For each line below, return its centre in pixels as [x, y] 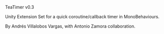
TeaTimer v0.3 [20, 7]
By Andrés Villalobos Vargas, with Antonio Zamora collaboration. [70, 26]
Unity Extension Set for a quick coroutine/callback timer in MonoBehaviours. [82, 17]
